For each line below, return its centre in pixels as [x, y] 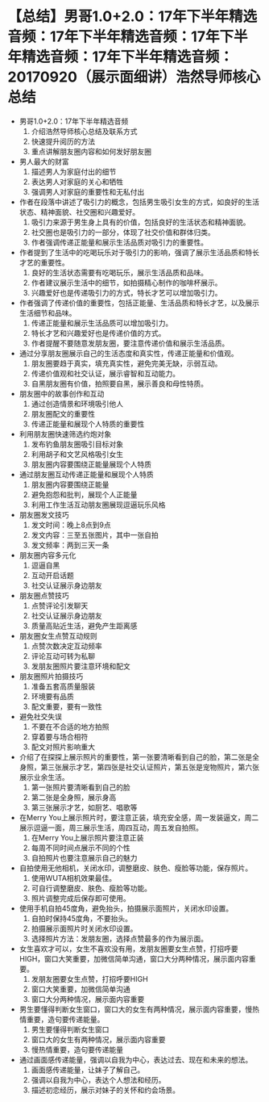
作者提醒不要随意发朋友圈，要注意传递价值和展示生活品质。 [130, 343]
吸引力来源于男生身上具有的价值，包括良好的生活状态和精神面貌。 [141, 222]
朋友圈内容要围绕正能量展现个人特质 [91, 464]
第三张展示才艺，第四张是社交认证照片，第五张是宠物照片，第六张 [150, 767]
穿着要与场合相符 [60, 736]
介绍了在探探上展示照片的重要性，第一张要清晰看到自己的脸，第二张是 [136, 756]
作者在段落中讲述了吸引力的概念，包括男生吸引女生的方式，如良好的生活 [139, 202]
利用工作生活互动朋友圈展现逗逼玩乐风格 [98, 505]
